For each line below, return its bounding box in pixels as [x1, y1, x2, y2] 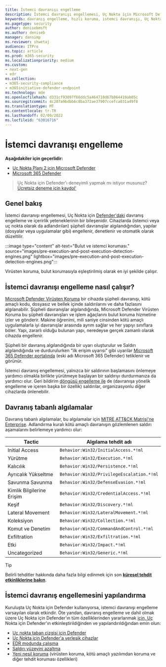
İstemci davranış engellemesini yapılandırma [5, 591, 146, 600]
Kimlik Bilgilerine [7, 487, 46, 494]
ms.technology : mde [5, 90, 45, 95]
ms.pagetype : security [5, 21, 52, 26]
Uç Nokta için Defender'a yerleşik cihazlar [12, 635, 98, 641]
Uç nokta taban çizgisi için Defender [12, 629, 86, 636]
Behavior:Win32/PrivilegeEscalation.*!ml [59, 472, 159, 477]
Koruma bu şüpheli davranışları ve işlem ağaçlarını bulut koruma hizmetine [5, 312, 157, 318]
